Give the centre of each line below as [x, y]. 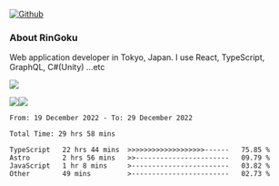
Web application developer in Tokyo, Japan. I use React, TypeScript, [137, 57]
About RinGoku [44, 37]
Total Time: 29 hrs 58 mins [63, 134]
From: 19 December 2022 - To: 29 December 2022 [101, 119]
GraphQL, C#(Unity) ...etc [57, 67]
